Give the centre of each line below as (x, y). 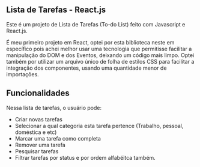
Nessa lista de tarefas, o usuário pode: (54, 108)
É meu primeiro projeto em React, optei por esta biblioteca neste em (90, 42)
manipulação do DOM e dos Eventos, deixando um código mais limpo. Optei (100, 55)
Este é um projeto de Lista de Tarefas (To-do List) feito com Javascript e (96, 24)
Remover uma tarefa (40, 145)
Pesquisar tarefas (37, 151)
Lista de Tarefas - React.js (56, 10)
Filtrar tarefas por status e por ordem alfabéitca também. (85, 157)
